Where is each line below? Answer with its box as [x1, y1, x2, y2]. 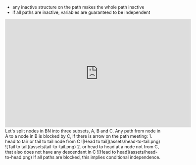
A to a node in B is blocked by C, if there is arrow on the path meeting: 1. [5, 133, 152, 139]
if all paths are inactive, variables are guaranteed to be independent [12, 9, 150, 15]
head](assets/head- [117, 149, 158, 155]
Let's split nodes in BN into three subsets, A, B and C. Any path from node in [5, 128, 161, 134]
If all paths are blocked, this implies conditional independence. [33, 154, 161, 160]
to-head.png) [5, 154, 32, 160]
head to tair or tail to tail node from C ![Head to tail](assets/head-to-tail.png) [5, 138, 160, 144]
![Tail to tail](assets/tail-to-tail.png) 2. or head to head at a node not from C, [5, 144, 159, 150]
